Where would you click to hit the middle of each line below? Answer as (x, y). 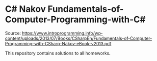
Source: (13, 33)
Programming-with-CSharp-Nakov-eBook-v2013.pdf (58, 43)
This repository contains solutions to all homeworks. (58, 53)
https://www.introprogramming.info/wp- (62, 33)
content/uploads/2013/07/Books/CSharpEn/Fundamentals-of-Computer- (78, 38)
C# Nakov (26, 9)
